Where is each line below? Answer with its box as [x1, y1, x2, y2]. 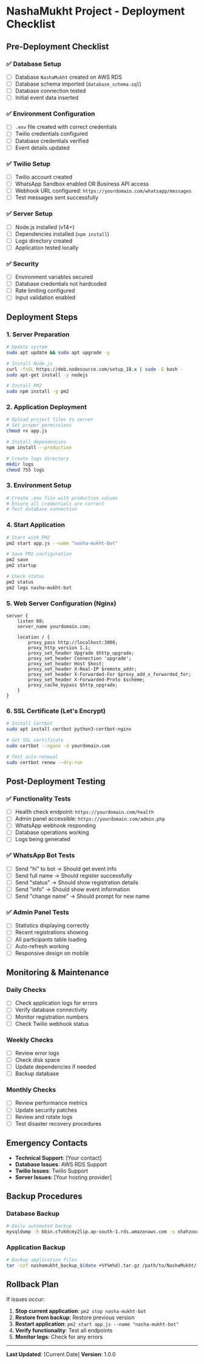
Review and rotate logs [15, 1113, 73, 1120]
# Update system [6, 344, 47, 350]
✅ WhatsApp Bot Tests [6, 851, 75, 859]
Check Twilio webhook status [15, 1020, 89, 1027]
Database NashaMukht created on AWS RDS [15, 73, 123, 80]
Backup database [15, 1070, 59, 1077]
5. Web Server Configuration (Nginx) [6, 599, 117, 607]
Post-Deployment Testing [6, 776, 106, 787]
